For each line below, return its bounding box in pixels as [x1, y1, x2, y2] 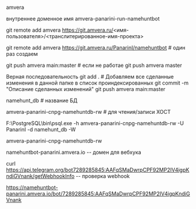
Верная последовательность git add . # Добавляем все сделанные [6, 73, 174, 80]
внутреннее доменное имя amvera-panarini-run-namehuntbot [6, 15, 160, 22]
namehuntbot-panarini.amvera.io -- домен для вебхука [6, 149, 141, 156]
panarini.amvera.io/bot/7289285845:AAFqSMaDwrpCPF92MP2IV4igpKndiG [6, 190, 191, 197]
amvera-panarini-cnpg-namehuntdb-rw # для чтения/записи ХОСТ [6, 109, 171, 115]
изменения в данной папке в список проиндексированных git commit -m [6, 79, 189, 86]
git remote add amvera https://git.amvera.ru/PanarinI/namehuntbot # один [6, 44, 186, 51]
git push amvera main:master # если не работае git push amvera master [6, 62, 183, 69]
